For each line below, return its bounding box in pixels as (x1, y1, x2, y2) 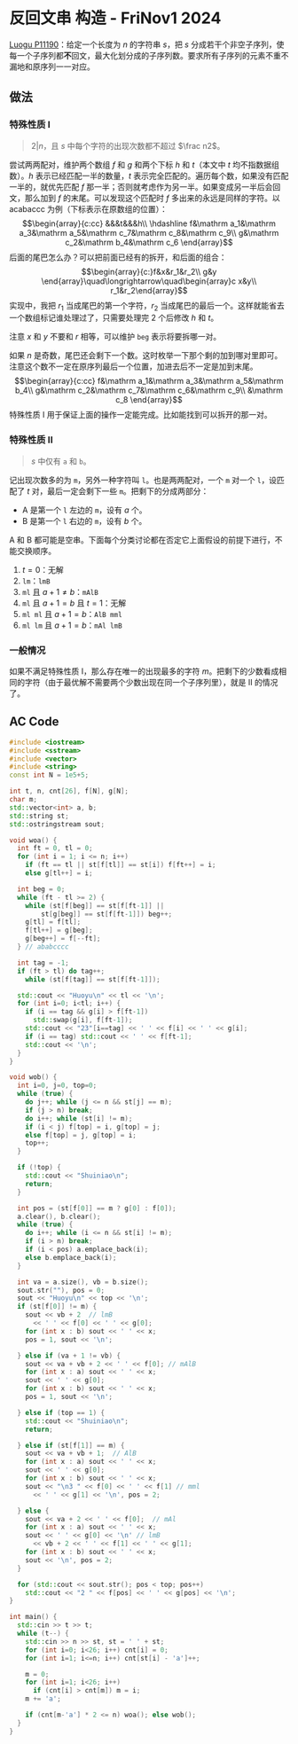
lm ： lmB (21, 575, 51, 586)
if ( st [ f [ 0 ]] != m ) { (17, 1302, 98, 1311)
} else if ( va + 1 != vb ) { (17, 1351, 122, 1360)
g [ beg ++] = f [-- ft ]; (25, 935, 101, 943)
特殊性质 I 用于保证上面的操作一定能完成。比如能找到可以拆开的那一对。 (9, 410, 272, 420)
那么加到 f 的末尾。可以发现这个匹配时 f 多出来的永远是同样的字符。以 (24, 192, 281, 203)
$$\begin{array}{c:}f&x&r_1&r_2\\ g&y (81, 266, 217, 277)
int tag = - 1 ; (17, 958, 69, 967)
